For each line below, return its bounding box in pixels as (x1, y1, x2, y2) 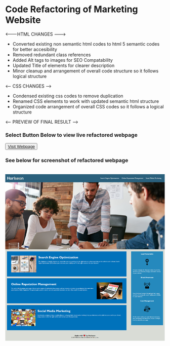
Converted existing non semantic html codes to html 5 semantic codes (12, 41, 160, 47)
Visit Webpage (8, 144, 35, 149)
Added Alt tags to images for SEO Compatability (12, 57, 113, 63)
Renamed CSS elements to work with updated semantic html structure (12, 98, 159, 104)
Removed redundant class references (12, 52, 91, 58)
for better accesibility (12, 46, 57, 52)
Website (5, 14, 41, 26)
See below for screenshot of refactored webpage (5, 157, 129, 164)
